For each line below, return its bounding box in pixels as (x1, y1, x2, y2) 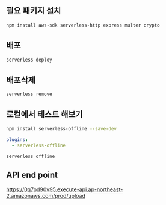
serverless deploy (6, 57, 52, 63)
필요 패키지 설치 (6, 5, 61, 16)
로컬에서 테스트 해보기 (6, 109, 83, 119)
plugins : (6, 136, 28, 143)
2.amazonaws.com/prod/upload (6, 192, 86, 200)
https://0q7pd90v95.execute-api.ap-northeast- (6, 186, 123, 193)
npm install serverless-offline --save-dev (6, 125, 117, 131)
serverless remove (6, 91, 52, 98)
